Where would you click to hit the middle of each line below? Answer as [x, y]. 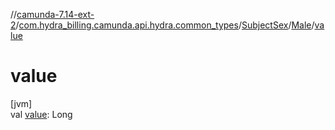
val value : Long [41, 114]
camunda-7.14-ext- [55, 14]
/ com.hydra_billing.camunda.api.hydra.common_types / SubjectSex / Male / [165, 25]
